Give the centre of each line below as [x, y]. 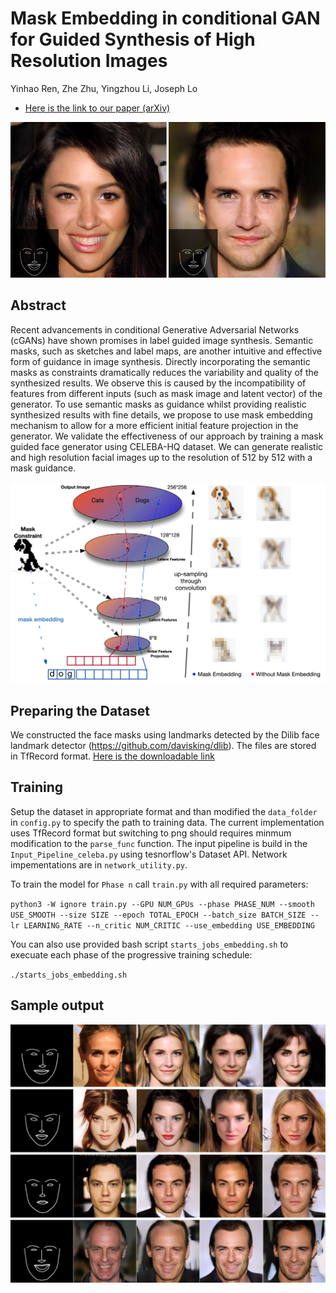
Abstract [38, 305]
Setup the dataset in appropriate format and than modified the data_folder [164, 811]
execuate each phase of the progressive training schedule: [131, 954]
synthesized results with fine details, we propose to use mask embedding [161, 414]
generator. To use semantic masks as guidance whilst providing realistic [158, 404]
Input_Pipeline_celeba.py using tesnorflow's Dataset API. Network [149, 854]
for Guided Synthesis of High [133, 39]
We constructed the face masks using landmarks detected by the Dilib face [165, 734]
